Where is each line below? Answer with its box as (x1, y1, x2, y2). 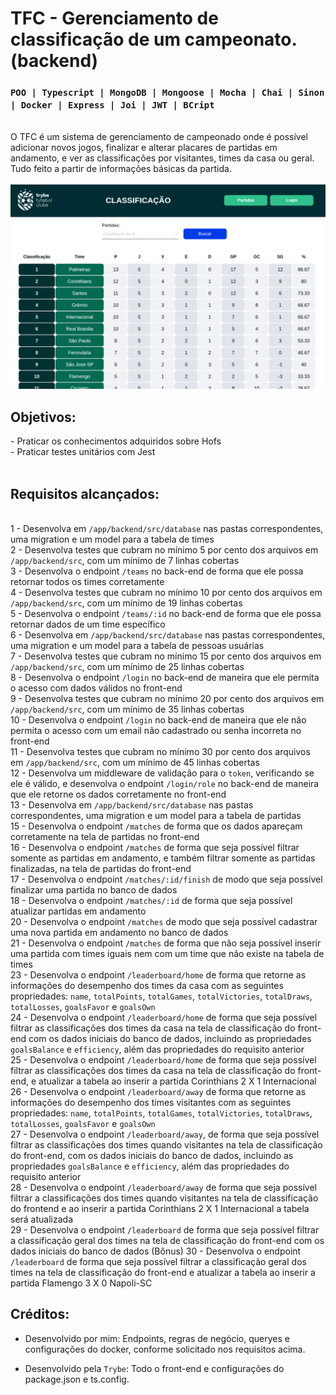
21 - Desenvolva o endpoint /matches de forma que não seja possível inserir (10, 937, 322, 949)
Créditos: (10, 1306, 70, 1323)
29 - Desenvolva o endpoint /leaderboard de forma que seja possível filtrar (10, 1223, 320, 1236)
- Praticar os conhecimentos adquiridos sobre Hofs (10, 435, 222, 447)
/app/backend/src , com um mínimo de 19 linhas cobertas (10, 597, 243, 609)
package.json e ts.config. (24, 1373, 130, 1385)
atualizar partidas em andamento (10, 905, 147, 917)
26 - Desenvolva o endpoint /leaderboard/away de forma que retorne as (10, 1085, 307, 1097)
